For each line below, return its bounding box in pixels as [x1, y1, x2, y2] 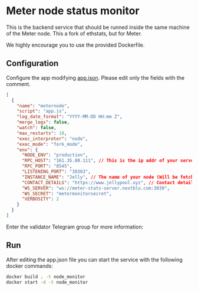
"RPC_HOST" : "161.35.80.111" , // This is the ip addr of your [21, 158, 178, 164]
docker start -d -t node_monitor [6, 279, 88, 285]
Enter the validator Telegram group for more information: [6, 223, 144, 230]
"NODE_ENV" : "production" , [21, 152, 88, 158]
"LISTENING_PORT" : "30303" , [21, 169, 91, 175]
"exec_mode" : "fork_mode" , [16, 141, 83, 147]
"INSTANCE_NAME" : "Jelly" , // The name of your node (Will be [21, 174, 178, 180]
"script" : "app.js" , [16, 108, 67, 115]
